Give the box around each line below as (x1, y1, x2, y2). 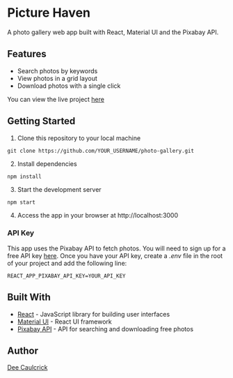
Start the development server (17, 185, 102, 193)
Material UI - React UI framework (17, 317, 113, 326)
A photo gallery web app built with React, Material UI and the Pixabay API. (7, 28, 219, 36)
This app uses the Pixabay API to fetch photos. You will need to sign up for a (7, 244, 226, 252)
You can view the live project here (7, 95, 104, 103)
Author (7, 345, 38, 357)
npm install (7, 173, 42, 180)
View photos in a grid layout (17, 74, 97, 82)
